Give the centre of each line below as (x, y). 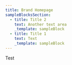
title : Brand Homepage (29, 10)
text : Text (26, 39)
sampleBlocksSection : (28, 15)
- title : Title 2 (28, 19)
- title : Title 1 (28, 34)
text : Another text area (41, 24)
